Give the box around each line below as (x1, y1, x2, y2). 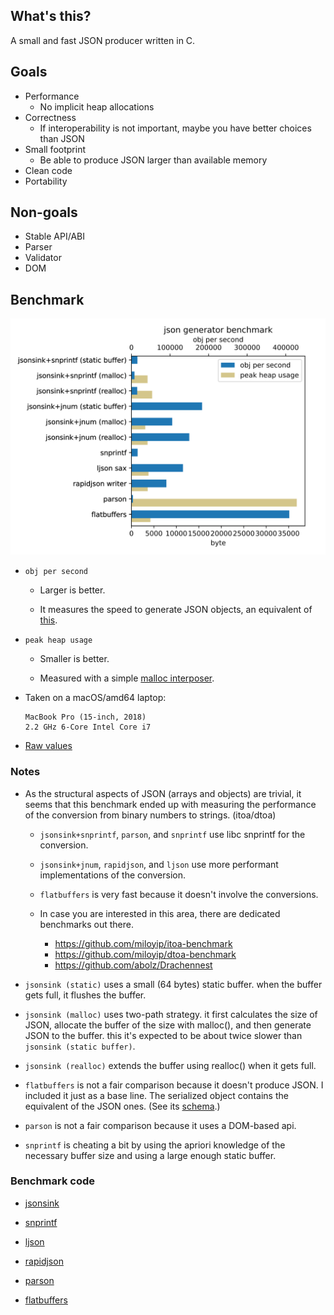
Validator (24, 252, 62, 264)
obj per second (24, 567, 89, 577)
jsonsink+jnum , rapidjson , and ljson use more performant (39, 858, 279, 870)
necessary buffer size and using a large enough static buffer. (24, 1149, 277, 1161)
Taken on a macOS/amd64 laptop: (24, 692, 167, 704)
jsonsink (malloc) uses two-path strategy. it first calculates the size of (24, 1008, 318, 1020)
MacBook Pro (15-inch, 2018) (24, 712, 147, 723)
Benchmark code (10, 1174, 95, 1188)
